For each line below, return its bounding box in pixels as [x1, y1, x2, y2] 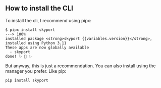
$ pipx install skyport [5, 27, 56, 32]
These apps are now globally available [5, 45, 89, 50]
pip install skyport [5, 78, 49, 83]
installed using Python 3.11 [5, 40, 67, 46]
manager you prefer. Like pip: [5, 68, 67, 74]
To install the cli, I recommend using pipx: [5, 17, 92, 23]
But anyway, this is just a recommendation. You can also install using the [5, 63, 156, 69]
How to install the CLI [5, 4, 73, 13]
